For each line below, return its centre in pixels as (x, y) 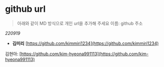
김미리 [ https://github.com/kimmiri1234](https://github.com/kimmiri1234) (85, 43)
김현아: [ (13, 54)
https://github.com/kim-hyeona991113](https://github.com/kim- (85, 54)
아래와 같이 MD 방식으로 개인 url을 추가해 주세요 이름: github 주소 (80, 23)
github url (25, 9)
